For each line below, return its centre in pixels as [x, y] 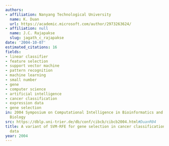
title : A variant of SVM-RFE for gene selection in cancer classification [85, 126]
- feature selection [27, 61]
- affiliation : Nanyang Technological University [58, 15]
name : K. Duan [24, 19]
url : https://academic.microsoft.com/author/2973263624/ [71, 24]
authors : [14, 10]
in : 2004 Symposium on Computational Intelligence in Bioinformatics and [84, 113]
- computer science [26, 89]
